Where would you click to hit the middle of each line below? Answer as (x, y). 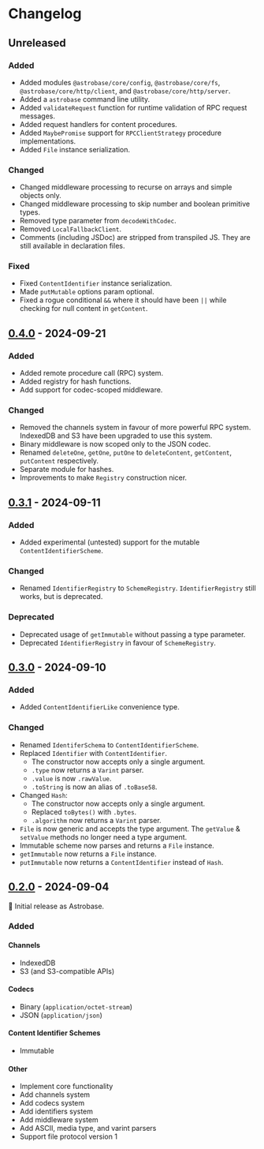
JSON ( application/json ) (61, 1015)
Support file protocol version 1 (69, 1136)
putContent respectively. (59, 461)
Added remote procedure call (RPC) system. (91, 373)
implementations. (48, 141)
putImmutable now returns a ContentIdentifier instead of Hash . (121, 862)
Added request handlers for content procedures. (98, 124)
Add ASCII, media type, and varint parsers (88, 1128)
